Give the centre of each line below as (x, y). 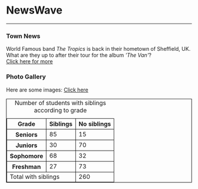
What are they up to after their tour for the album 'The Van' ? (79, 55)
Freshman (27, 167)
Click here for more (29, 61)
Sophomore (27, 156)
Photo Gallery (26, 77)
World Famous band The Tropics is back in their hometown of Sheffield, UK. (98, 49)
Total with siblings (35, 177)
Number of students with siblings (60, 103)
